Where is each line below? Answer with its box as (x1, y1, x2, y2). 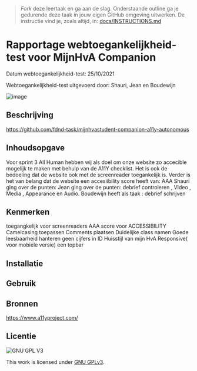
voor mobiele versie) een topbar (6, 241, 84, 248)
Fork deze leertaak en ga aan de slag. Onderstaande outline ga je (20, 5, 179, 12)
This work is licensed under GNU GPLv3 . (6, 358, 105, 365)
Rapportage (6, 38, 65, 52)
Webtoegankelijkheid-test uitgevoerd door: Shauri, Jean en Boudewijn (6, 81, 176, 88)
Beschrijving (6, 110, 54, 120)
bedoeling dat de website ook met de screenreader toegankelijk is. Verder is (6, 171, 191, 178)
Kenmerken (6, 206, 50, 217)
